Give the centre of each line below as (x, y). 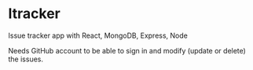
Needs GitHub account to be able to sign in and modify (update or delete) (127, 50)
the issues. (26, 59)
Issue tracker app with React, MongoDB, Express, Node (98, 35)
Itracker (34, 14)
